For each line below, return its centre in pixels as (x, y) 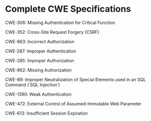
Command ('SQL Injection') (33, 85)
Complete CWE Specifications (68, 9)
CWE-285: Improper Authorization (40, 60)
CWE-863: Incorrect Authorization (40, 41)
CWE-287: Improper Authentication (41, 51)
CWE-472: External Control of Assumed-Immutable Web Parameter (73, 103)
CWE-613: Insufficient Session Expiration (46, 113)
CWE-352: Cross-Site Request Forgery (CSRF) (52, 32)
